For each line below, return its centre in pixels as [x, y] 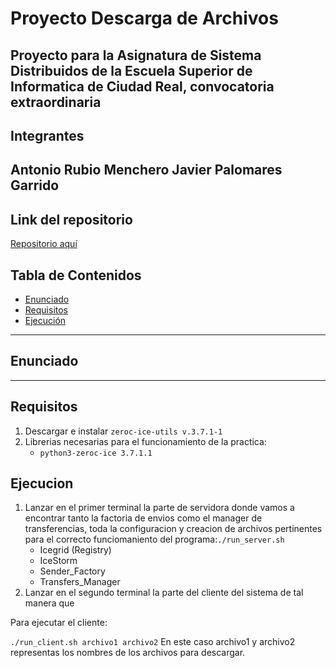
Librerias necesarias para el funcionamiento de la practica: [145, 441]
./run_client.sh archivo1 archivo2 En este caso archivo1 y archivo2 [153, 642]
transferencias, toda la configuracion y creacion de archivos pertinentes [173, 529]
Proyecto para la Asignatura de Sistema [136, 55]
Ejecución [45, 320]
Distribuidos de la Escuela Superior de [131, 70]
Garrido [35, 185]
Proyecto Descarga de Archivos [144, 18]
